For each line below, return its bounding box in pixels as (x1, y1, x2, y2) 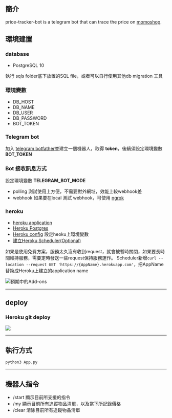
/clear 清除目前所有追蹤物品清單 (12, 407, 80, 413)
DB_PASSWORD (12, 115, 47, 121)
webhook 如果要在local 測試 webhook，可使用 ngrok (12, 195, 124, 201)
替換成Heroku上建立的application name (5, 268, 89, 274)
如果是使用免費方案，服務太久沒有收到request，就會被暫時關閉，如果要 (5, 248, 156, 254)
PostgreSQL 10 (12, 62, 45, 68)
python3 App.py (5, 360, 38, 365)
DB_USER (12, 109, 33, 116)
